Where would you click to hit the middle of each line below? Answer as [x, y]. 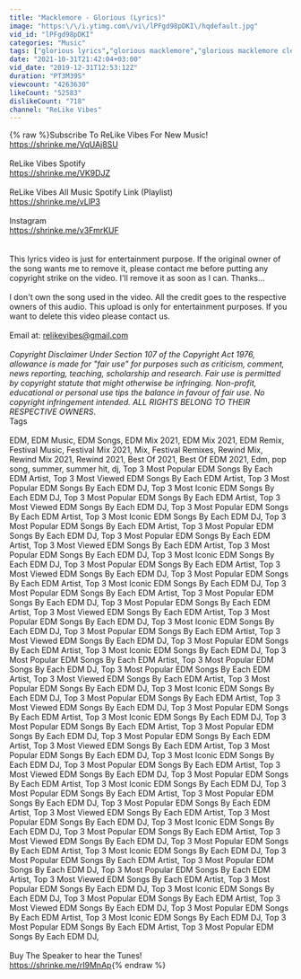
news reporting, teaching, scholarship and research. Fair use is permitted [145, 374]
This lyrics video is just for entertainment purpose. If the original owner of [145, 259]
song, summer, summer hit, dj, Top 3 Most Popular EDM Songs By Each [141, 469]
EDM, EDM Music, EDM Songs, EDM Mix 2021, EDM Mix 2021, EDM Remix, [147, 440]
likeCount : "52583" [46, 93]
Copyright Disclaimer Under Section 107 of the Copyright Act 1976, [132, 355]
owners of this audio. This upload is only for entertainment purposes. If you [148, 307]
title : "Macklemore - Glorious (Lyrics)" [88, 18]
